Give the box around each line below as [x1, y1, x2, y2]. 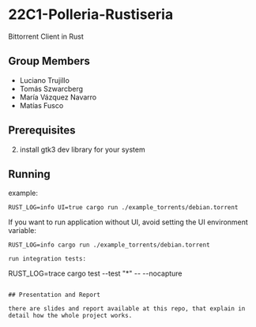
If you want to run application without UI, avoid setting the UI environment [8, 217, 249, 227]
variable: [8, 226, 37, 235]
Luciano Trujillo [19, 75, 70, 85]
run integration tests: [8, 255, 87, 263]
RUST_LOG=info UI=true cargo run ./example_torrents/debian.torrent [8, 204, 239, 212]
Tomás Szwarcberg [19, 84, 84, 93]
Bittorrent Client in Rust [8, 32, 85, 41]
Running [8, 167, 51, 181]
